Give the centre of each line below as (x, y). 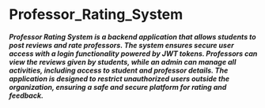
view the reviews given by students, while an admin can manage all (123, 61)
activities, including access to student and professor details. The (119, 70)
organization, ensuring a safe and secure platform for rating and (118, 87)
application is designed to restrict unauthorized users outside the (119, 78)
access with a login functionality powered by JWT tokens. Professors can (133, 54)
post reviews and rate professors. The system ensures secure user (121, 45)
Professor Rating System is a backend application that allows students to (132, 36)
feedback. (26, 95)
